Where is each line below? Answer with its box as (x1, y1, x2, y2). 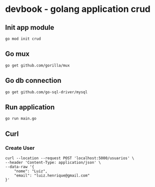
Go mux (5, 50, 30, 58)
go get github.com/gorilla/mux (5, 63, 70, 68)
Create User (5, 144, 35, 151)
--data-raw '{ (5, 165, 35, 170)
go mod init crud (5, 36, 41, 41)
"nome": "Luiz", (14, 169, 48, 174)
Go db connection (5, 76, 62, 85)
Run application (5, 103, 55, 112)
